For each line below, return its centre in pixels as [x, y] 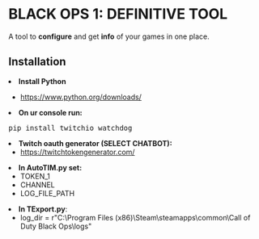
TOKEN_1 [35, 176]
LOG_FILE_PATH [47, 193]
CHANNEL [37, 184]
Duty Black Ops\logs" [56, 226]
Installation [37, 62]
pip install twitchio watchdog [70, 128]
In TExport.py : [43, 209]
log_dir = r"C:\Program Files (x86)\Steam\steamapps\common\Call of [135, 217]
